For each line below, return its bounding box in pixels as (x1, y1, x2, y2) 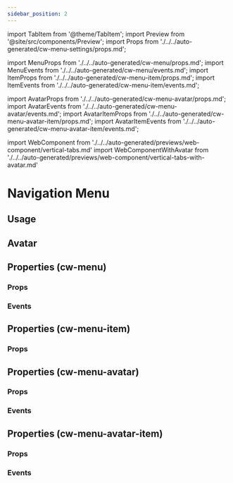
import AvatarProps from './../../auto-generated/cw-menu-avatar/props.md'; (7, 94, 227, 103)
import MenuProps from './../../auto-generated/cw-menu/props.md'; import (7, 58, 224, 67)
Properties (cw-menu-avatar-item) (7, 427, 163, 439)
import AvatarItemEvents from (94, 117, 182, 126)
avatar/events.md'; (7, 109, 62, 118)
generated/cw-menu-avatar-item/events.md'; (7, 124, 139, 133)
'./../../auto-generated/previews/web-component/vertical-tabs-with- (7, 153, 206, 161)
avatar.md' (7, 160, 39, 169)
